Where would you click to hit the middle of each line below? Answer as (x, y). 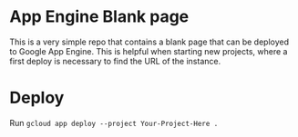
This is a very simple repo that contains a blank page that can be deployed (149, 42)
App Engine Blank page (99, 17)
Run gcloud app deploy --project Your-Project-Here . (114, 122)
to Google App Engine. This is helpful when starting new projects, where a (149, 51)
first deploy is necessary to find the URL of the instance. (115, 61)
